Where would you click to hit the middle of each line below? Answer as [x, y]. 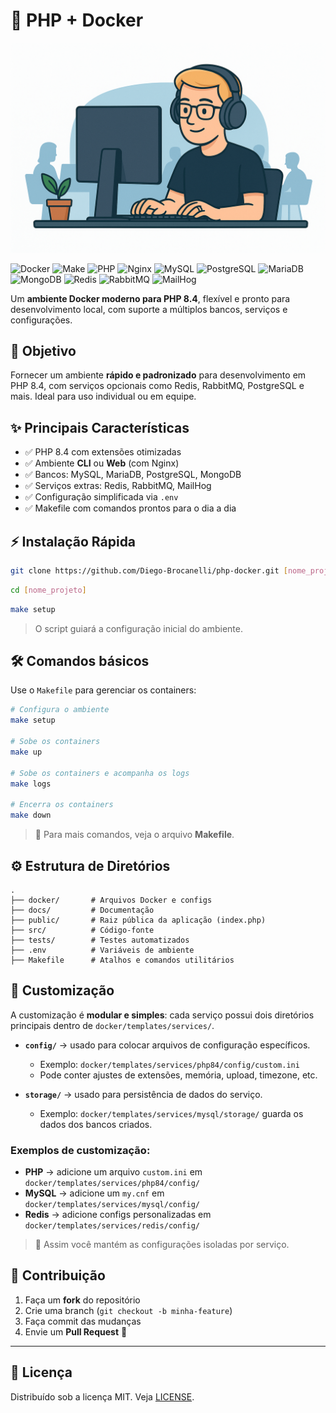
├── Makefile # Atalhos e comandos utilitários [122, 960]
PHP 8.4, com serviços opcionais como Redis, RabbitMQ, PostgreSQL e [157, 386]
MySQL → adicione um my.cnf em [94, 1193]
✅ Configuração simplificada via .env [101, 497]
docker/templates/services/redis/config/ [112, 1226]
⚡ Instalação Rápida [73, 541]
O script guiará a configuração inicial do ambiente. [138, 628]
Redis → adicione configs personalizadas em [118, 1215]
